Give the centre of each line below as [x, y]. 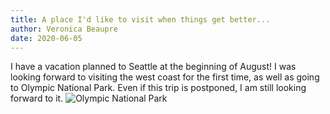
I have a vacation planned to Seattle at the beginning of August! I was [153, 67]
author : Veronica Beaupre [64, 29]
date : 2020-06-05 [46, 38]
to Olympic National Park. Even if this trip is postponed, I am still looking [158, 88]
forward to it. [37, 98]
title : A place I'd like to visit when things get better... [140, 19]
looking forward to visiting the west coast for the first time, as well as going [165, 77]
